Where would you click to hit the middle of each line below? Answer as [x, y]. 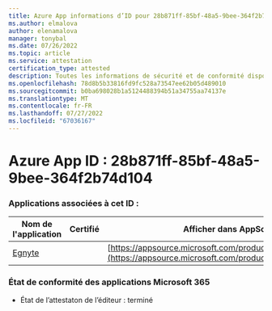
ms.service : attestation [50, 61]
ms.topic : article [39, 53]
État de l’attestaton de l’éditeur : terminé [87, 300]
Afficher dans [210, 229]
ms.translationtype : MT [49, 99]
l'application [37, 234]
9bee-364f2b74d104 [81, 178]
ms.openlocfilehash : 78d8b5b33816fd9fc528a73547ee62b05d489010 [117, 83]
